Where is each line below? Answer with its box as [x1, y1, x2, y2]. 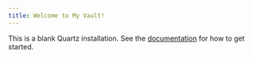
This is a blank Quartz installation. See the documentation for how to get [8, 33, 245, 43]
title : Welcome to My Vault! [8, 11, 105, 20]
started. [8, 41, 34, 52]
